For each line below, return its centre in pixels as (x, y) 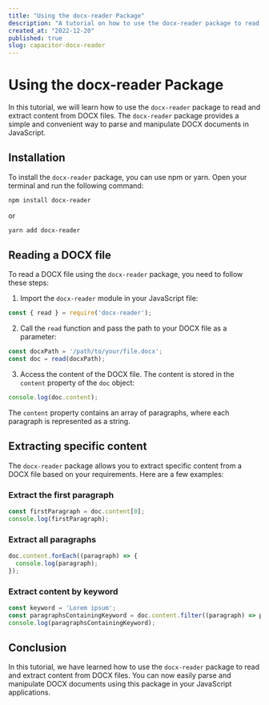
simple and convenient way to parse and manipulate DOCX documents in (129, 124)
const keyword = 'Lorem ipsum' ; (62, 608)
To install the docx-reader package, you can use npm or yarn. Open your (128, 177)
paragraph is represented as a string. (69, 421)
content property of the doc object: (77, 383)
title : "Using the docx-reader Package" (77, 16)
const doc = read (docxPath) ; (57, 359)
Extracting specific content (78, 446)
